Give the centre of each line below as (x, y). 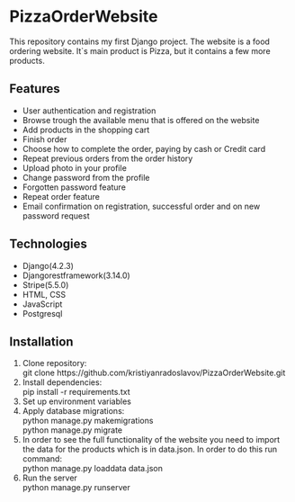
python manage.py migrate (72, 430)
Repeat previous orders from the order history (107, 158)
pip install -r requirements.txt (76, 392)
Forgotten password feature (74, 187)
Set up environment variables (77, 401)
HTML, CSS (44, 294)
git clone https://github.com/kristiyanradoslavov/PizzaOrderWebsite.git (154, 373)
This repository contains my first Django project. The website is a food (139, 41)
